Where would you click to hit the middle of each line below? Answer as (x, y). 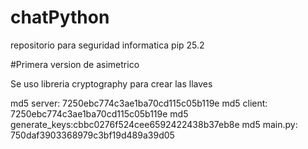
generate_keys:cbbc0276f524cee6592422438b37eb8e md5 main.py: (154, 124)
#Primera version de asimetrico (75, 64)
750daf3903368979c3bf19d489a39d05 (92, 135)
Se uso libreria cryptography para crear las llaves (111, 83)
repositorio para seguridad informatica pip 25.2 (107, 45)
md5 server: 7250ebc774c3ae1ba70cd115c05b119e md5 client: (139, 103)
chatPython (60, 17)
